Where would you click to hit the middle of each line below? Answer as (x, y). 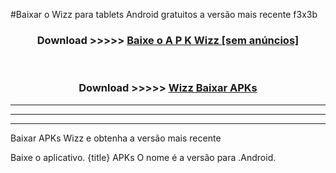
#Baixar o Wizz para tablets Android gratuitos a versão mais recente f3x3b (164, 14)
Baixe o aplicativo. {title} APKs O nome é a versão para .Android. (143, 157)
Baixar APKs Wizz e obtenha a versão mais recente (116, 138)
